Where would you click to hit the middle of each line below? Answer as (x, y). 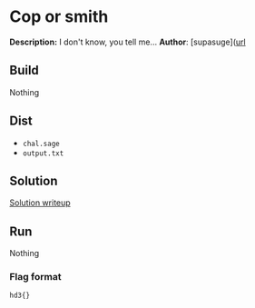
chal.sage (41, 144)
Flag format (35, 277)
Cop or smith (59, 17)
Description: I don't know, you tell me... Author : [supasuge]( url (128, 42)
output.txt (43, 153)
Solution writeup (40, 203)
